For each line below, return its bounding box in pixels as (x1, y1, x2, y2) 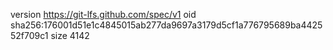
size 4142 (50, 30, 90, 41)
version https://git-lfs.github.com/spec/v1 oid (10, 9, 197, 20)
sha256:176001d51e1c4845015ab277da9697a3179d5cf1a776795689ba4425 (10, 19, 323, 31)
